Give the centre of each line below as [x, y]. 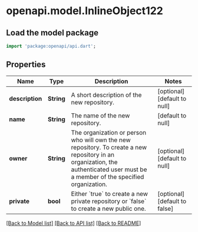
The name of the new [100, 115]
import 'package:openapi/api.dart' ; [51, 46]
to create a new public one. [108, 208]
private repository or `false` [109, 201]
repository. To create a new [109, 147]
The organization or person [109, 132]
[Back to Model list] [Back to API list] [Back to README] [74, 223]
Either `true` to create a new [110, 194]
